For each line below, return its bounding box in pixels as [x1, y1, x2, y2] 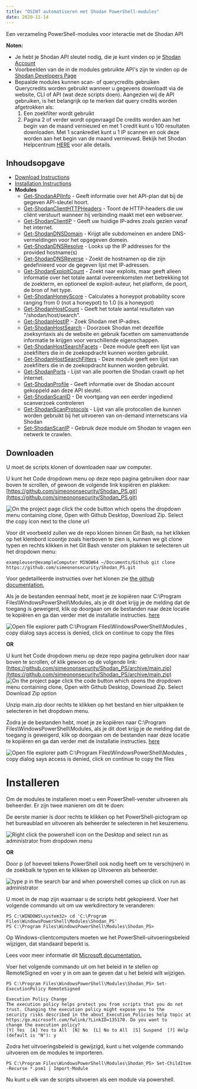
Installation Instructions [14, 180, 72, 187]
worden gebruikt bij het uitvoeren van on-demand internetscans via [23, 412, 188, 419]
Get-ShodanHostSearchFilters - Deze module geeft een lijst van [23, 355, 179, 363]
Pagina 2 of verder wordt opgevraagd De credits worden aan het [23, 116, 181, 123]
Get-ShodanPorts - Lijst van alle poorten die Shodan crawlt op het [23, 368, 185, 375]
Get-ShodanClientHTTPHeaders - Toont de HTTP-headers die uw [23, 205, 184, 212]
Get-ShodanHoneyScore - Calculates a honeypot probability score [23, 293, 185, 300]
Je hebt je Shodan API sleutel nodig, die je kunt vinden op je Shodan [14, 53, 181, 60]
